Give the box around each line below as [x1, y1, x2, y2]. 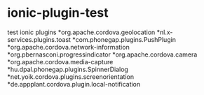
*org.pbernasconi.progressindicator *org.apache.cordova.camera [7, 50, 198, 59]
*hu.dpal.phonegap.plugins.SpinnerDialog [7, 65, 128, 73]
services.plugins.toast [7, 35, 72, 43]
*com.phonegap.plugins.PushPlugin [72, 35, 177, 43]
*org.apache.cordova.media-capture [7, 57, 114, 66]
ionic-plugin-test [7, 5, 109, 21]
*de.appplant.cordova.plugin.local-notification [7, 80, 141, 88]
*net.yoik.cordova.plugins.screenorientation [7, 72, 135, 81]
